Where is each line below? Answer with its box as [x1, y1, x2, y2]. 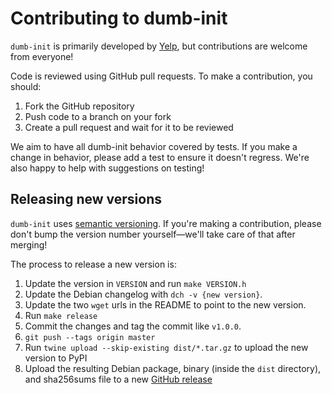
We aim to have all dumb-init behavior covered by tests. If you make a [10, 140, 298, 152]
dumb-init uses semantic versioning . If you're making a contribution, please [10, 217, 322, 229]
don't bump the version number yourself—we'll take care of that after [10, 228, 296, 240]
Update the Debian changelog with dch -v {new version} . [24, 288, 263, 300]
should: [10, 80, 42, 92]
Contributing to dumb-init [10, 7, 228, 30]
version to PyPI [24, 352, 88, 364]
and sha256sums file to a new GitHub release [24, 373, 213, 385]
